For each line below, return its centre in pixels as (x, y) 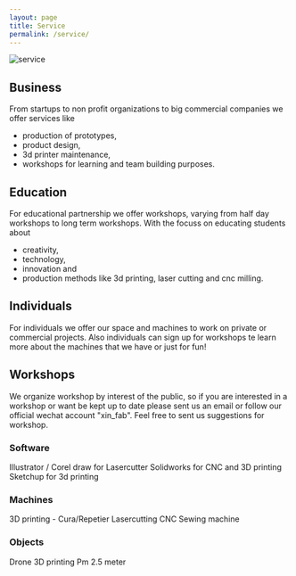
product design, (51, 145)
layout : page (33, 17)
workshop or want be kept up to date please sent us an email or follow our (146, 406)
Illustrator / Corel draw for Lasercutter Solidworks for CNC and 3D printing (146, 467)
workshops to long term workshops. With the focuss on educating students (148, 223)
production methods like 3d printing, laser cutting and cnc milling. (143, 278)
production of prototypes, (70, 136)
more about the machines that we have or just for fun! (108, 346)
